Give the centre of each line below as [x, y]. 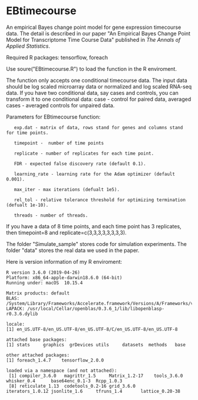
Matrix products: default [38, 293]
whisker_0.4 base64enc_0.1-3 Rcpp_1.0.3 [64, 381]
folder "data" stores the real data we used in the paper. [73, 250]
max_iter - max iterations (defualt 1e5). [67, 189]
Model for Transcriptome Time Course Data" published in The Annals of [93, 40]
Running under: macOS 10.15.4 [44, 283]
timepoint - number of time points [59, 143]
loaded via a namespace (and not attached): [62, 371]
